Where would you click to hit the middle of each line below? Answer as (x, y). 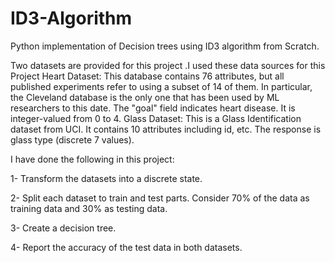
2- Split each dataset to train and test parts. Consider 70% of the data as (160, 198)
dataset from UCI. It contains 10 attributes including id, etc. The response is (166, 129)
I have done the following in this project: (92, 159)
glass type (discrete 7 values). (72, 139)
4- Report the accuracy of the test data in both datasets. (126, 247)
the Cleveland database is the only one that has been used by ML (145, 97)
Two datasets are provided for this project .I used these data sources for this (168, 65)
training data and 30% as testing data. (89, 208)
